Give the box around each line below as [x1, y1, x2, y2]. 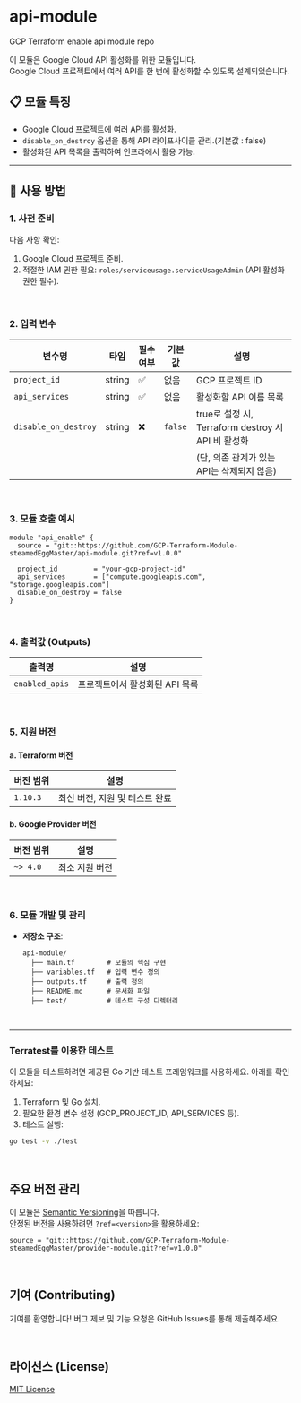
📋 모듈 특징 [9, 94, 72, 109]
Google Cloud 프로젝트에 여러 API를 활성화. [21, 124, 176, 134]
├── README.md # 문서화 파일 [30, 986, 150, 995]
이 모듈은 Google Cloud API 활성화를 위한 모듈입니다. [9, 54, 197, 65]
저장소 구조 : [21, 930, 64, 942]
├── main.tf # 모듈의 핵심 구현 [30, 958, 167, 967]
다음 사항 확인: [9, 235, 60, 245]
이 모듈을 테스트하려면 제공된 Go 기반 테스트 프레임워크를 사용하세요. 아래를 [9, 1066, 273, 1077]
